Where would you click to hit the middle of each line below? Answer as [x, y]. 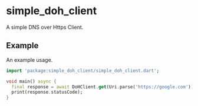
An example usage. [29, 59]
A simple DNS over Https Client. [45, 27]
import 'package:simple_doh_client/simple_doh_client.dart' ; [83, 71]
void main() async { [32, 81]
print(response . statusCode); [47, 92]
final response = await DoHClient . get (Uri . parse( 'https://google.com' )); [104, 87]
